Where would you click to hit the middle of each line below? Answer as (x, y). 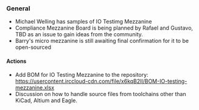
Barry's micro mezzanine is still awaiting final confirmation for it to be (102, 41)
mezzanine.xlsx (35, 87)
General (18, 8)
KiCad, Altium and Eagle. (46, 100)
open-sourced (33, 47)
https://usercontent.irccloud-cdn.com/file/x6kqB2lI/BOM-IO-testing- (101, 81)
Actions (16, 61)
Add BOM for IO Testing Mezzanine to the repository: (82, 74)
